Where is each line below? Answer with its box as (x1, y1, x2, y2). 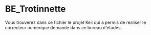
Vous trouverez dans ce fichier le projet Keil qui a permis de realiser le (5, 19, 146, 25)
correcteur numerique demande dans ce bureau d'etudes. (5, 24, 122, 30)
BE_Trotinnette (5, 3, 66, 15)
